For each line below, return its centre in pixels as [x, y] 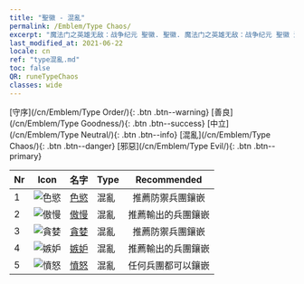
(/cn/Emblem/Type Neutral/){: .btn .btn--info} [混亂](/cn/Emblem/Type [140, 134]
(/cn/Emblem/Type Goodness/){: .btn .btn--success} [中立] [119, 123]
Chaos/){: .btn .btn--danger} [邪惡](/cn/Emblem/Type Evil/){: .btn [130, 146]
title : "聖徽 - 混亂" [47, 18]
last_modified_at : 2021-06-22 [66, 43]
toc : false [30, 69]
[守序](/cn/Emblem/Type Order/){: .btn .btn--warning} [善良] [121, 112]
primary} [26, 156]
